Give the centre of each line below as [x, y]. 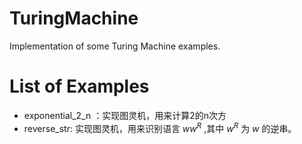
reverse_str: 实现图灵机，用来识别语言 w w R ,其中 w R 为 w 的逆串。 [160, 127]
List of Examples [79, 86]
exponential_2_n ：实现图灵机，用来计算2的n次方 [125, 115]
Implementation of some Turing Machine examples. [115, 46]
